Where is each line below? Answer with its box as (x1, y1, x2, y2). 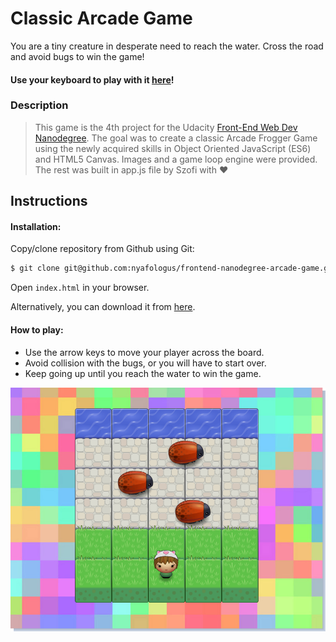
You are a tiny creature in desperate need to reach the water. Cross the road (10, 40, 324, 52)
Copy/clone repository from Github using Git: (10, 243, 195, 255)
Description (10, 98, 69, 112)
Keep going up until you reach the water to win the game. (24, 367, 262, 379)
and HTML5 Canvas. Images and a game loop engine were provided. (34, 153, 318, 165)
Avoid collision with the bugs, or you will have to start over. (24, 357, 267, 369)
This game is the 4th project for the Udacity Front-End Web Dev (34, 121, 298, 133)
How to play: (10, 323, 64, 336)
